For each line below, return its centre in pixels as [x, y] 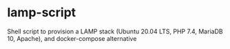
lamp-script [42, 13]
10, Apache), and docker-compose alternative [72, 38]
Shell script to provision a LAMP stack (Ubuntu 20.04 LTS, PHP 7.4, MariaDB [115, 31]
